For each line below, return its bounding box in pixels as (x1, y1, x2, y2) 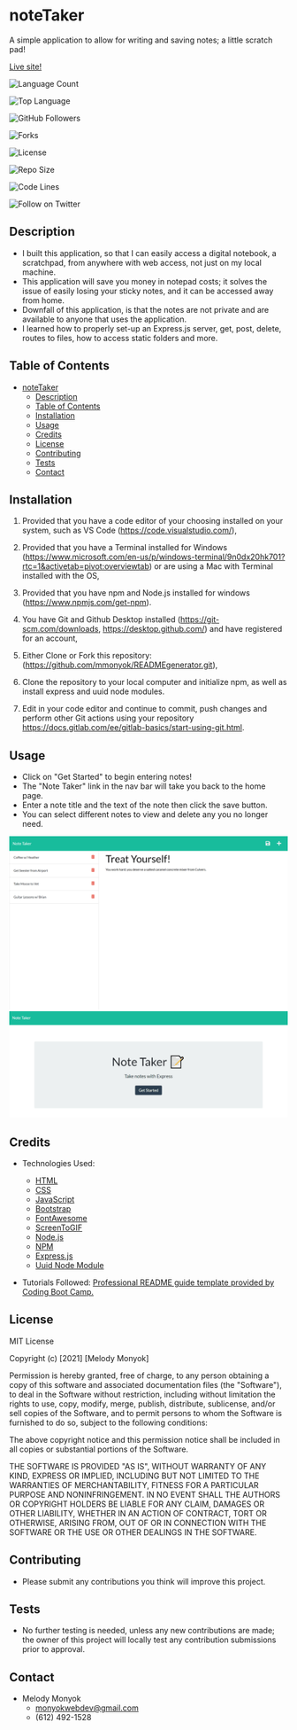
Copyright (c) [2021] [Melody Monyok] (9, 1352, 149, 1363)
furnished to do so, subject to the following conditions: (9, 1417, 208, 1428)
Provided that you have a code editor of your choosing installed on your (21, 516, 284, 526)
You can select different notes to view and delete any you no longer (21, 809, 269, 820)
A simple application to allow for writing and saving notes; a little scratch (9, 35, 273, 45)
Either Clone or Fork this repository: (21, 651, 152, 661)
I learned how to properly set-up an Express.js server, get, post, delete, (21, 323, 282, 333)
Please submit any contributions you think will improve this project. (21, 1576, 266, 1586)
